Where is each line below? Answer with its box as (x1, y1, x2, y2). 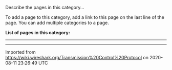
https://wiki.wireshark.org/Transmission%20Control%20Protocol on (5, 55, 148, 60)
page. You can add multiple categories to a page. (5, 20, 109, 26)
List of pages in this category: (5, 30, 70, 35)
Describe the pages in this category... (5, 5, 84, 10)
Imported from (5, 49, 36, 55)
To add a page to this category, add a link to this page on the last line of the (5, 14, 165, 20)
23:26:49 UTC (17, 60, 48, 66)
